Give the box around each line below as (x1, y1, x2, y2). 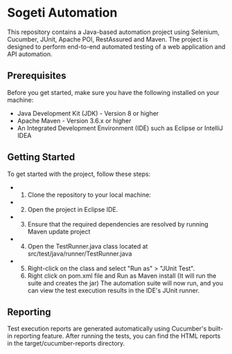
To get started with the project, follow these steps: (7, 170, 151, 178)
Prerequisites (7, 70, 66, 82)
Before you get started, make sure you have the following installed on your (7, 88, 220, 96)
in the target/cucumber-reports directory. (7, 339, 125, 348)
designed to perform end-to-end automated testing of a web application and (7, 42, 226, 51)
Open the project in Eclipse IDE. (27, 205, 118, 213)
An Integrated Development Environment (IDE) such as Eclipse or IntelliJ (17, 123, 224, 132)
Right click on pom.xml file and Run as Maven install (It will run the (27, 272, 217, 280)
